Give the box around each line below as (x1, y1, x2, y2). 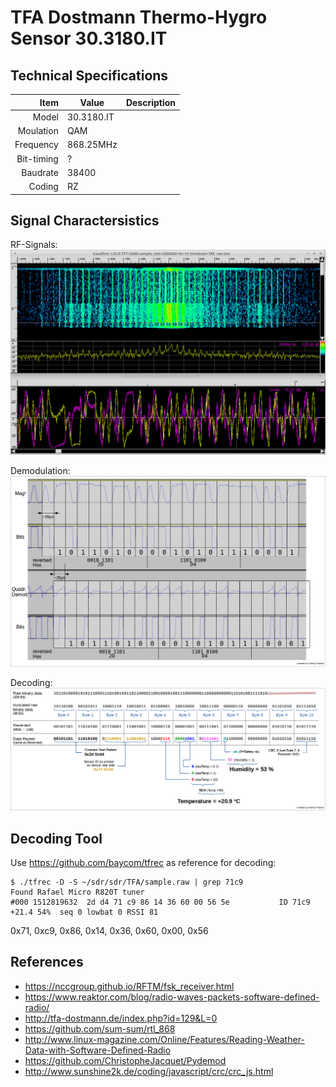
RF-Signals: (10, 239, 58, 251)
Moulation (17, 125, 59, 136)
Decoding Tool (10, 830, 103, 847)
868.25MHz (66, 139, 118, 151)
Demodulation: (10, 465, 71, 477)
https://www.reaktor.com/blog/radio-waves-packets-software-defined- (24, 991, 320, 1003)
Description (125, 96, 177, 108)
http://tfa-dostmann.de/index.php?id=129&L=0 (24, 1012, 218, 1024)
